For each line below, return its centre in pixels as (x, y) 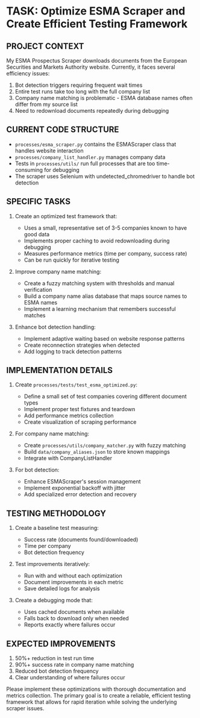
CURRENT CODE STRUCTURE (63, 130)
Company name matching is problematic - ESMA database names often (104, 98)
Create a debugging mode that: (54, 600)
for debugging (62, 169)
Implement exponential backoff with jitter (75, 488)
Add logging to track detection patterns (73, 351)
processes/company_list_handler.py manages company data (90, 157)
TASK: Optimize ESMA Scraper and (96, 11)
